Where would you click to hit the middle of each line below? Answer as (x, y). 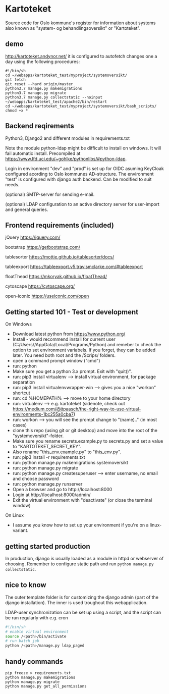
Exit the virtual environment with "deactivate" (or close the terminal (82, 500)
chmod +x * (17, 111)
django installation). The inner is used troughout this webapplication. (76, 602)
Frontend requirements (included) (60, 225)
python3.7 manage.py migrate (36, 93)
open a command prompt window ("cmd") (56, 361)
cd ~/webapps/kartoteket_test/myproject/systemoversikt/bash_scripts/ (81, 106)
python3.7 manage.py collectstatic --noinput (54, 97)
